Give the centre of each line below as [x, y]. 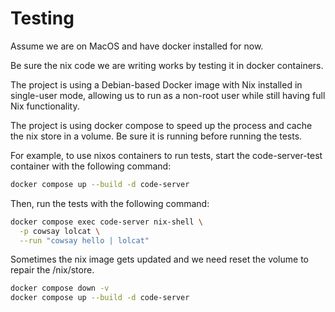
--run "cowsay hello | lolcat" [84, 240]
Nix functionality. [45, 106]
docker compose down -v [60, 288]
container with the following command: [91, 166]
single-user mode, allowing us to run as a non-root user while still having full [168, 95]
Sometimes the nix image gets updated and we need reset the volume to [159, 259]
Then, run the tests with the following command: [110, 203]
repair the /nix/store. [52, 270]
